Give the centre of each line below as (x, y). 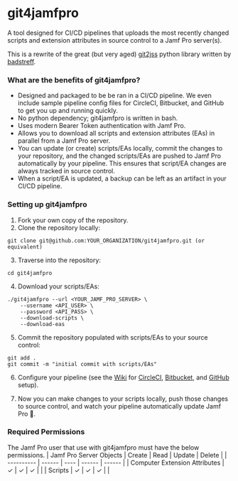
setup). (28, 384)
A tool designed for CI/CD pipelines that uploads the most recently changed (118, 33)
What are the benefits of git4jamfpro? (74, 80)
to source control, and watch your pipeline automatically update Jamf (119, 406)
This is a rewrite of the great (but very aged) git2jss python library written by (119, 54)
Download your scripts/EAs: (58, 286)
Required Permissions (46, 432)
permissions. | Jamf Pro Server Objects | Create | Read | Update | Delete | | (117, 455)
